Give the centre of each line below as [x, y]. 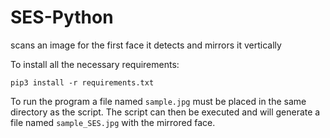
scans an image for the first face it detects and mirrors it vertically [146, 45]
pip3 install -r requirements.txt [82, 82]
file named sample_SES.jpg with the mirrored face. [113, 122]
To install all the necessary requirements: [95, 64]
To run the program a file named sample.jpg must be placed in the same [158, 101]
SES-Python [62, 17]
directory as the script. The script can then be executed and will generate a [165, 112]
